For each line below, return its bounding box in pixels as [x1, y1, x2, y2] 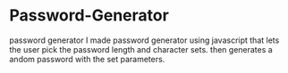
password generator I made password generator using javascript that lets [9, 35, 280, 45]
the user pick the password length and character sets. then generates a [9, 44, 273, 54]
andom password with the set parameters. [9, 53, 165, 64]
